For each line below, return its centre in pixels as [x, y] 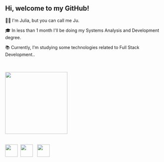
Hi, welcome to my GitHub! [47, 9]
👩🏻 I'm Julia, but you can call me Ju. [42, 20]
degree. [13, 37]
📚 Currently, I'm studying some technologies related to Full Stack [72, 47]
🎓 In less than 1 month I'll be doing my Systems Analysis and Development [82, 30]
